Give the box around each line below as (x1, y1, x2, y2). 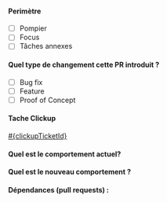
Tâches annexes (19, 42, 73, 51)
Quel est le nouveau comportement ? (8, 167, 132, 177)
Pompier (19, 24, 47, 33)
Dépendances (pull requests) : (8, 185, 110, 194)
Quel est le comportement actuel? (8, 149, 122, 159)
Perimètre (8, 6, 42, 16)
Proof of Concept (19, 95, 76, 105)
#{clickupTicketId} (8, 130, 67, 141)
